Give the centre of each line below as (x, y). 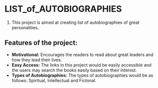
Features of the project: (41, 43)
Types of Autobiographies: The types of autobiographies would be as (82, 75)
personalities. (25, 27)
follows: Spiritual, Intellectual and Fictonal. (54, 80)
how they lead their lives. (37, 60)
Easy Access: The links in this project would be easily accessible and (81, 65)
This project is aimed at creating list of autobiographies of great (76, 22)
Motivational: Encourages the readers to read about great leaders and (82, 54)
